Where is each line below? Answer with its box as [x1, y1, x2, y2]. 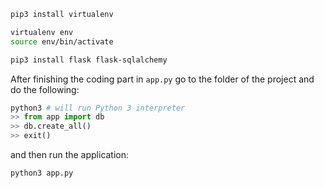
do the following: [10, 83, 80, 95]
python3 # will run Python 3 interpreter [10, 103, 186, 113]
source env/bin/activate [10, 36, 114, 47]
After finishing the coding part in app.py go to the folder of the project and [10, 73, 315, 85]
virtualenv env [10, 27, 74, 37]
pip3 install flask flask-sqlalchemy [10, 55, 168, 65]
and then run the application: [10, 149, 130, 160]
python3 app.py [10, 168, 74, 178]
